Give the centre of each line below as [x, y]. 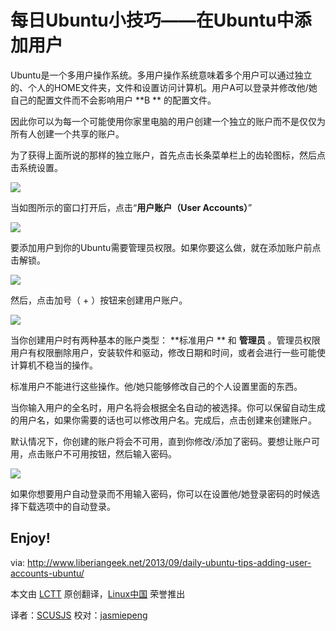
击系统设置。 [36, 167]
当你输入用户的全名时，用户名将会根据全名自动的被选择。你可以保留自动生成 [168, 407]
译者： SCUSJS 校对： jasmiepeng [79, 615]
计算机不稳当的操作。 [54, 365]
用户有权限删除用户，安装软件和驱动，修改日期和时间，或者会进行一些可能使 [168, 352]
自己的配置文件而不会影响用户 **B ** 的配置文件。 [113, 100]
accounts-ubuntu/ [47, 573]
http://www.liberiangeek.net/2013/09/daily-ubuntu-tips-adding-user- [169, 562]
